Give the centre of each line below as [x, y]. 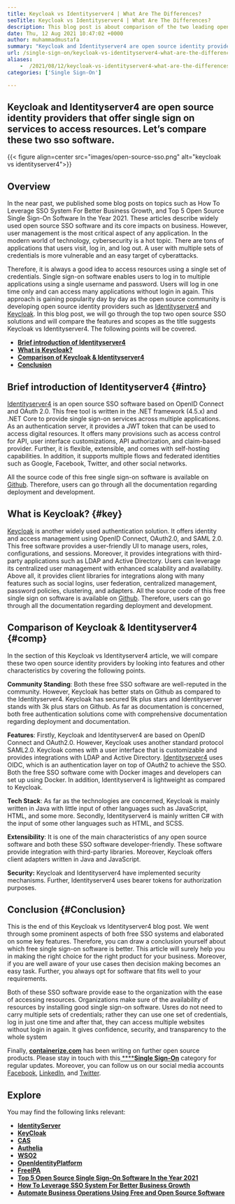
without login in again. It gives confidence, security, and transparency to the [117, 1030]
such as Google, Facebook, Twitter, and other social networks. [97, 463]
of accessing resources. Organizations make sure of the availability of [108, 1000]
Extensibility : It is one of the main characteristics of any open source [107, 837]
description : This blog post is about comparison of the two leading [111, 27]
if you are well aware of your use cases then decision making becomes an [114, 964]
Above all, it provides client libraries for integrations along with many [106, 576]
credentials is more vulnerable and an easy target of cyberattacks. [103, 256]
